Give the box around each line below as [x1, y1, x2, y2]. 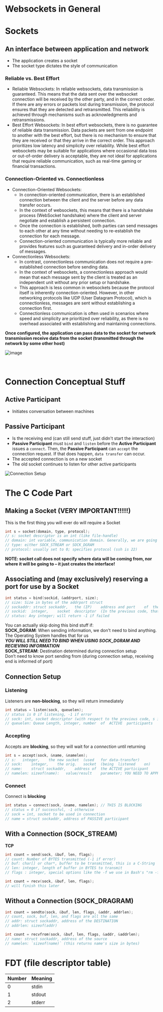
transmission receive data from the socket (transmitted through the [5, 335, 144, 341]
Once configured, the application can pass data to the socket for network [5, 330, 156, 336]
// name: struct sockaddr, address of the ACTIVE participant [5, 766, 149, 771]
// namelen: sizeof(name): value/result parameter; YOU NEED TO [5, 771, 149, 776]
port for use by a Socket [5, 582, 79, 591]
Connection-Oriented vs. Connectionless [5, 176, 104, 182]
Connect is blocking [5, 794, 46, 799]
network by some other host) [5, 340, 65, 346]
